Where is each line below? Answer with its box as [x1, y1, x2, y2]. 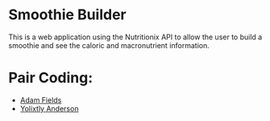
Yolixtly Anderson [19, 103, 79, 113]
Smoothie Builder [8, 6, 127, 24]
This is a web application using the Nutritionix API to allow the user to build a [8, 32, 263, 42]
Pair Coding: [8, 69, 93, 87]
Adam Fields [19, 95, 62, 105]
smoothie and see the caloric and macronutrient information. [8, 40, 210, 50]
